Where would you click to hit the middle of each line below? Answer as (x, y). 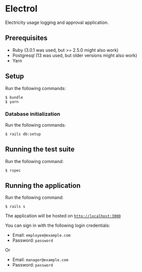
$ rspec (13, 170)
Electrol (21, 9)
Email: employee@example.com (41, 235)
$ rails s (15, 207)
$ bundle (14, 97)
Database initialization (33, 114)
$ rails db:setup (23, 134)
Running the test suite (40, 149)
